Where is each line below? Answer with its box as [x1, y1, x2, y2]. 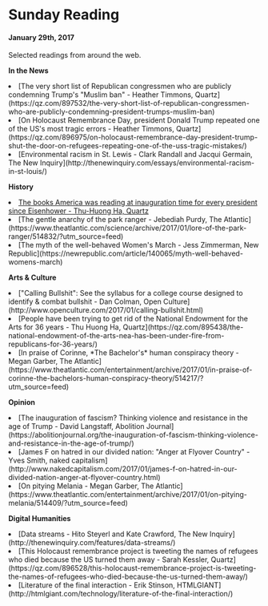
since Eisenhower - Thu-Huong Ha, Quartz [8, 206, 150, 216]
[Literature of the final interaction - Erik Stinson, [18, 580, 176, 590]
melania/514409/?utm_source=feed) [8, 499, 128, 508]
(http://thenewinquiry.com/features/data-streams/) [8, 538, 176, 547]
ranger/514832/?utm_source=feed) [8, 232, 124, 241]
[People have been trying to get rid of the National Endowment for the [18, 314, 248, 324]
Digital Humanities [8, 514, 71, 523]
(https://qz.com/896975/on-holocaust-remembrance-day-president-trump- [8, 132, 258, 142]
